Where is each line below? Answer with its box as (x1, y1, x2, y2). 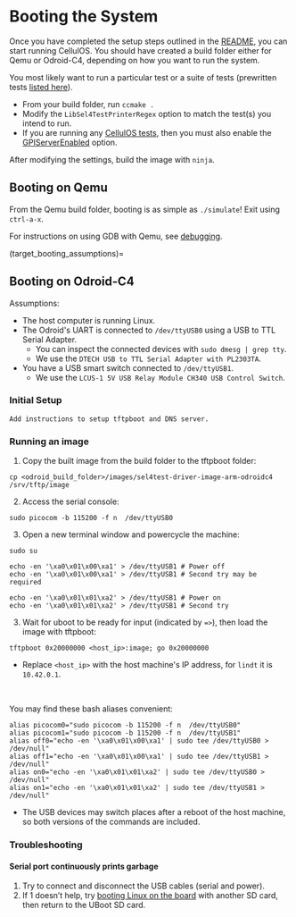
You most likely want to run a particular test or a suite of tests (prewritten (9, 72, 277, 82)
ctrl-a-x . (9, 213, 45, 224)
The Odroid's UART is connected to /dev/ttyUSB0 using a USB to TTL (21, 324, 276, 335)
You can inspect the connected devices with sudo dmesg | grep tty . (35, 343, 287, 354)
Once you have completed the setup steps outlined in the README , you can (9, 36, 288, 46)
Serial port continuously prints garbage (9, 861, 159, 871)
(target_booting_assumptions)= (9, 248, 125, 258)
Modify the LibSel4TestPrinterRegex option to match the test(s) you (21, 108, 272, 119)
